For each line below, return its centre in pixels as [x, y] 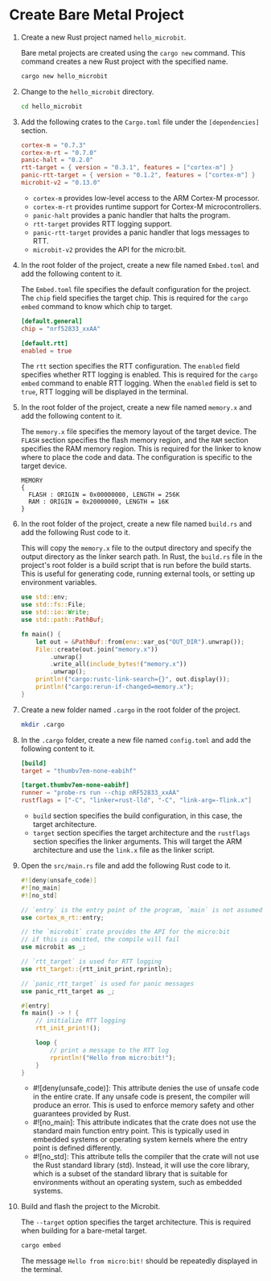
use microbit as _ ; [53, 947]
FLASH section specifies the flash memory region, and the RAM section [134, 440]
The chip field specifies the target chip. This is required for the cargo [134, 298]
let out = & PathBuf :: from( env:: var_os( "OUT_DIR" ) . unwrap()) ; [140, 642]
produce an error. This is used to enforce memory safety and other [144, 1105]
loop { [47, 1043]
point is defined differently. [78, 1148]
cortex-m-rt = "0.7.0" [59, 152]
